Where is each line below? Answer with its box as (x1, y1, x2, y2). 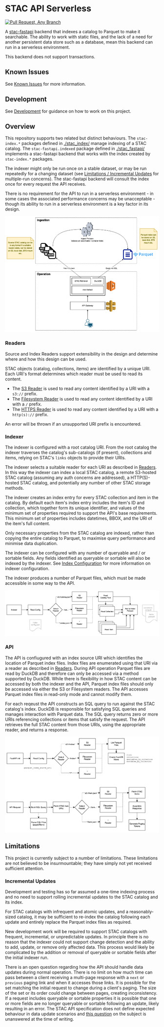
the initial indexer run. (5, 955, 49, 960)
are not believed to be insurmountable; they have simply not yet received (5, 860, 152, 866)
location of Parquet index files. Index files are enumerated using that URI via (5, 660, 158, 666)
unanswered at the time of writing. (5, 1016, 74, 1022)
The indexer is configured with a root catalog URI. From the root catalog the (5, 444, 157, 450)
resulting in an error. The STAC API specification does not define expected (5, 1006, 155, 1012)
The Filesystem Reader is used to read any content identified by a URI (12, 396, 153, 402)
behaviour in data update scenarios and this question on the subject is (5, 1011, 146, 1017)
